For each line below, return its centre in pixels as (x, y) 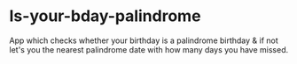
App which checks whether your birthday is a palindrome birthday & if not (144, 40)
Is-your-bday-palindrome (105, 16)
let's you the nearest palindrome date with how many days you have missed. (149, 49)
